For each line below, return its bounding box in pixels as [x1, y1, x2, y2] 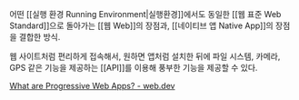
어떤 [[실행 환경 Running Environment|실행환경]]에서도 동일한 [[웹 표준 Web [9, 9, 282, 19]
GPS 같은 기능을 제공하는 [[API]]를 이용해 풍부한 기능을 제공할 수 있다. [9, 63, 258, 73]
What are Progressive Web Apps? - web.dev [9, 81, 175, 91]
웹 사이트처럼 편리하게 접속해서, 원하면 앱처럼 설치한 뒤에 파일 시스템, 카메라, [9, 51, 281, 62]
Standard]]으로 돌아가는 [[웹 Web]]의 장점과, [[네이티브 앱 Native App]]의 [9, 20, 274, 31]
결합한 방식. [18, 32, 61, 42]
